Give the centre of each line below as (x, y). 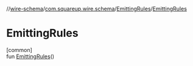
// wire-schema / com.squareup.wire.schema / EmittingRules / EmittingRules (97, 9)
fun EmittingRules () (30, 56)
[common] (19, 50)
